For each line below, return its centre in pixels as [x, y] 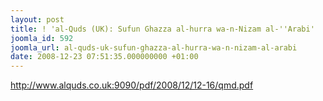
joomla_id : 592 [42, 38]
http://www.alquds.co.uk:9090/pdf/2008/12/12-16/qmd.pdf [132, 85]
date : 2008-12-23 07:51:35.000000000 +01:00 [104, 57]
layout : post [37, 19]
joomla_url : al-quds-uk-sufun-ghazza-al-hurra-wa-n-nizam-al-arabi [154, 47]
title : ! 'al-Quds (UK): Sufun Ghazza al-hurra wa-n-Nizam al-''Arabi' [162, 29]
